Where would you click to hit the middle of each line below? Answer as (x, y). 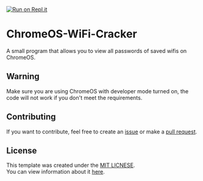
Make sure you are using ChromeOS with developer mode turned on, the (98, 91)
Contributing (31, 117)
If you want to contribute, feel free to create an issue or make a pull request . (102, 132)
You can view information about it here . (56, 172)
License (22, 150)
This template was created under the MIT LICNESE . (71, 165)
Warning (23, 76)
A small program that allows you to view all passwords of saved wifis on (97, 51)
